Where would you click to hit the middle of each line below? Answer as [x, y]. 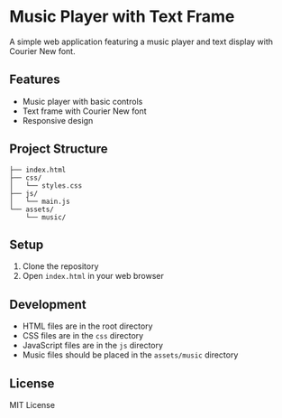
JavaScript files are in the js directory [93, 346]
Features [35, 80]
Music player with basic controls [82, 101]
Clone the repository [60, 266]
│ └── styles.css [46, 186]
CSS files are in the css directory [83, 336]
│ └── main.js [40, 201]
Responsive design [58, 120]
